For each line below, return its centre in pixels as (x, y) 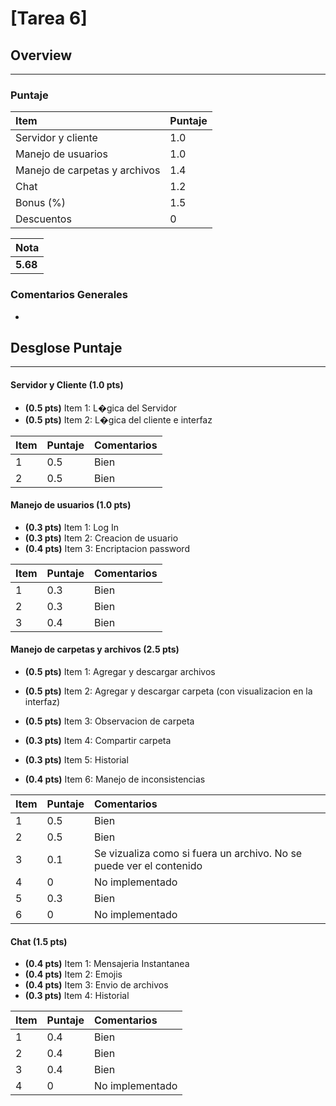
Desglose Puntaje (66, 347)
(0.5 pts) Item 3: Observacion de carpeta (109, 721)
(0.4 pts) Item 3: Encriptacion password (107, 548)
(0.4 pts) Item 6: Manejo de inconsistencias (115, 779)
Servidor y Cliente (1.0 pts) (67, 385)
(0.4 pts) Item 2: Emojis (73, 974)
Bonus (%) (40, 203)
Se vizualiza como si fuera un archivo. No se (198, 854)
